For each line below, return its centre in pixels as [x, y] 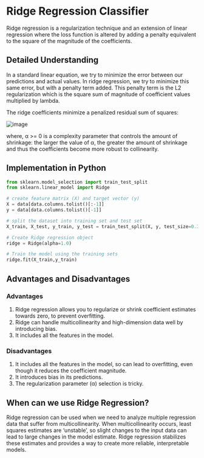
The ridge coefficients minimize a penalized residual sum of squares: [93, 112]
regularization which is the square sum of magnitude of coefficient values [98, 94]
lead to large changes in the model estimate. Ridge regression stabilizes [96, 437]
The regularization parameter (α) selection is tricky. [79, 384]
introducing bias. [36, 328]
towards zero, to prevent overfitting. [60, 316]
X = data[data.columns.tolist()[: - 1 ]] [55, 204]
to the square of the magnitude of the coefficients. [69, 41]
